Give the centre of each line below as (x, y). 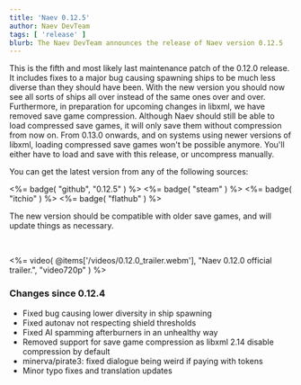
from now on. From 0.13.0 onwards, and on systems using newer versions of (150, 135)
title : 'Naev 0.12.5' (50, 18)
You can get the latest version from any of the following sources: (129, 172)
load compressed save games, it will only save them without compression (146, 126)
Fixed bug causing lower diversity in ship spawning (117, 313)
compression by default (66, 351)
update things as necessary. (62, 226)
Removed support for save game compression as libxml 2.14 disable (148, 342)
